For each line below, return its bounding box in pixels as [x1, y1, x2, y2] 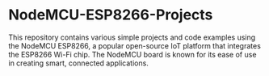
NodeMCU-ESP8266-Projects [8, 6, 213, 24]
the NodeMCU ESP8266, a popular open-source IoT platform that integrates [8, 40, 261, 50]
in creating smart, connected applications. [8, 58, 149, 68]
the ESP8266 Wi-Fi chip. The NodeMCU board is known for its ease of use [8, 49, 257, 59]
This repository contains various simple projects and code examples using [8, 32, 256, 42]
